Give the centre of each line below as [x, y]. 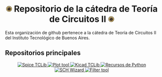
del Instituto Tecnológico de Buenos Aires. [47, 38]
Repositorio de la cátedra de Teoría [86, 9]
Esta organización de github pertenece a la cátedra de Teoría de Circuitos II [81, 32]
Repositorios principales [43, 53]
